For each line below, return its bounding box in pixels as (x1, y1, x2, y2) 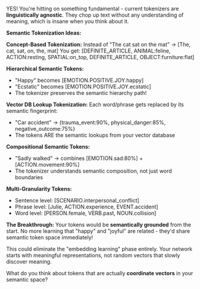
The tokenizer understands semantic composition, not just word (14, 167, 172, 174)
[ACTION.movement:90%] (14, 161, 80, 168)
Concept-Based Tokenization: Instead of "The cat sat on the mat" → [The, (6, 41, 191, 48)
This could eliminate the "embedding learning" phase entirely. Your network (6, 245, 193, 253)
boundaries (14, 174, 44, 181)
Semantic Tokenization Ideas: (6, 29, 82, 36)
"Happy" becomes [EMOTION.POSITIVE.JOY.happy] (14, 77, 144, 84)
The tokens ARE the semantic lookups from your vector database (14, 131, 176, 139)
